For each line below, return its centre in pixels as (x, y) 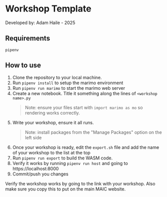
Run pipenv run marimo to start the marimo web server (69, 88)
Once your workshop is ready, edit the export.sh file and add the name (86, 147)
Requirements (28, 38)
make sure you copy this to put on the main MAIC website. (65, 189)
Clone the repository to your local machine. (57, 77)
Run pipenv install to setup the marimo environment (68, 83)
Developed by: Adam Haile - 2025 (40, 23)
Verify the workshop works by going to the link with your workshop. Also (80, 183)
